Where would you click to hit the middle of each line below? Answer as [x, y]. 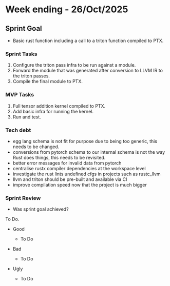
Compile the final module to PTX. [48, 81]
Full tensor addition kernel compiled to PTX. [59, 106]
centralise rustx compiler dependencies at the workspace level [79, 168]
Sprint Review [23, 198]
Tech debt [18, 130]
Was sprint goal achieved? [41, 209]
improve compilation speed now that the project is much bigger [80, 185]
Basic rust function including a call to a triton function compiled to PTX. [88, 40]
